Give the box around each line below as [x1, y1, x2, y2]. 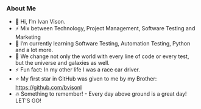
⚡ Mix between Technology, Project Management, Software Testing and [15, 25, 196, 32]
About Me [6, 4, 37, 13]
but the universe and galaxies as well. [15, 59, 110, 67]
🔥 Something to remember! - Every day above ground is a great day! [15, 90, 187, 97]
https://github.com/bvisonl [15, 84, 82, 91]
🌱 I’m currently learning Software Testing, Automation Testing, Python [15, 40, 191, 47]
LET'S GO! [15, 97, 41, 104]
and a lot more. [15, 47, 54, 54]
